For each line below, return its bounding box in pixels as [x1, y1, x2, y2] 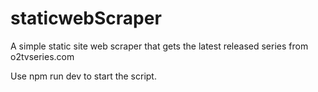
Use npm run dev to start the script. [10, 70, 157, 82]
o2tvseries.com [10, 50, 75, 62]
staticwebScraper [10, 7, 162, 30]
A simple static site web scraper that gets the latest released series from [10, 40, 309, 52]
